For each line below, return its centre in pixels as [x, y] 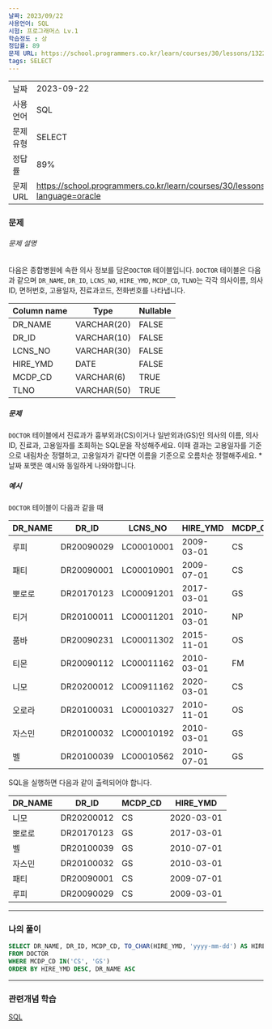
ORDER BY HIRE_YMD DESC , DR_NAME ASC [72, 969]
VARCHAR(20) [103, 324]
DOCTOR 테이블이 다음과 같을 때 [56, 507]
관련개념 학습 [32, 999]
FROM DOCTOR [28, 954]
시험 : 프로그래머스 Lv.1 [43, 31]
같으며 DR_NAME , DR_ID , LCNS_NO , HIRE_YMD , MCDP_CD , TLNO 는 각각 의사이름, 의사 [140, 280]
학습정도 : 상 [28, 38]
